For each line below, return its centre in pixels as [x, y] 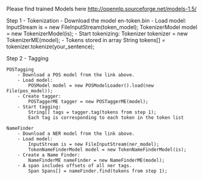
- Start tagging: [39, 107]
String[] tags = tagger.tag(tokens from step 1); [92, 112]
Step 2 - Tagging [27, 58]
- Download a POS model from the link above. [76, 75]
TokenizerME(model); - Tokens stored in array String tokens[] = [86, 40]
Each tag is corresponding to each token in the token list [106, 118]
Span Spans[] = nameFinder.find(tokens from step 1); [98, 171]
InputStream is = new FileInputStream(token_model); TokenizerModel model [102, 27]
